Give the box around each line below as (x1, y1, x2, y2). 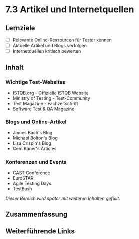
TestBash (12, 186, 32, 192)
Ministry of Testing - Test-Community (12, 95, 90, 101)
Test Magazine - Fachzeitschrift (12, 100, 78, 106)
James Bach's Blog (12, 130, 53, 136)
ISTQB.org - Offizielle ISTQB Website (12, 90, 89, 96)
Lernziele (5, 24, 35, 32)
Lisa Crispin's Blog (12, 140, 51, 146)
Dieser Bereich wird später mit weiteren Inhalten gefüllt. (5, 195, 120, 202)
